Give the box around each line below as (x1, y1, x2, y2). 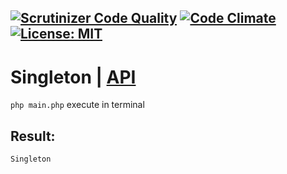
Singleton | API (10, 66, 137, 88)
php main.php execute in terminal (10, 99, 145, 111)
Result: (10, 127, 56, 145)
